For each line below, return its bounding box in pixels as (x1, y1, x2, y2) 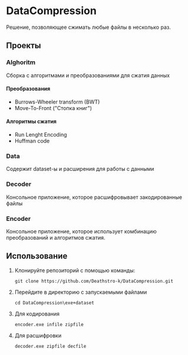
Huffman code (14, 137, 50, 145)
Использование (6, 251, 68, 261)
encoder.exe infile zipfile (14, 321, 84, 327)
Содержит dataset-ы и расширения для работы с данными (6, 165, 154, 172)
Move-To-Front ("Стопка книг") (14, 104, 93, 111)
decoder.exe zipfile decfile (14, 343, 87, 349)
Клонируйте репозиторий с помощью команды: (14, 267, 136, 274)
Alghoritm (6, 58, 36, 67)
